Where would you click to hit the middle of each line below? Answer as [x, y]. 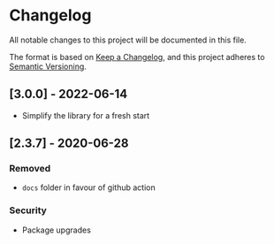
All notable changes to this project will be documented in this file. [128, 40]
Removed [30, 169]
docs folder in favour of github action [89, 187]
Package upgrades [56, 230]
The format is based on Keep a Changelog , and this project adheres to [137, 57]
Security [28, 210]
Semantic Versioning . [48, 66]
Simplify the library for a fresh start [86, 115]
